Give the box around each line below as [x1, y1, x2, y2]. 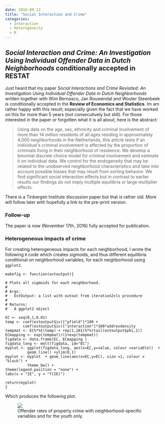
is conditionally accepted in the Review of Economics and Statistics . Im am [5, 101, 160, 107]
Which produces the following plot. [5, 393, 77, 399]
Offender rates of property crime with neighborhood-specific [17, 408, 142, 414]
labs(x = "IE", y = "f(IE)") [5, 371, 65, 377]
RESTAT [5, 72, 31, 80]
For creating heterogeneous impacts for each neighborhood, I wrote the [5, 246, 152, 252]
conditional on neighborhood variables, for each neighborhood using [5, 257, 145, 263]
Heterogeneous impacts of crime [5, 235, 86, 242]
